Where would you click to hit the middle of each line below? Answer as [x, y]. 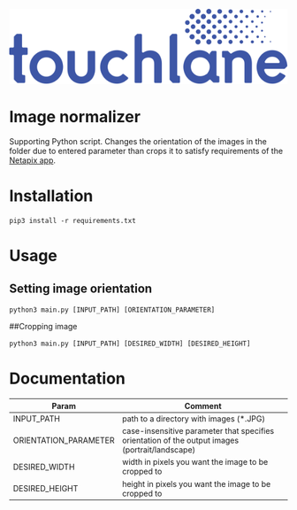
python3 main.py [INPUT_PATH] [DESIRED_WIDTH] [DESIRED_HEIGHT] [130, 344]
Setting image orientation [81, 288]
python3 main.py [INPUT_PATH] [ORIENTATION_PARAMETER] [112, 310]
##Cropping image [43, 327]
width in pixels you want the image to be [195, 462]
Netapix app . [32, 160]
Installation [51, 196]
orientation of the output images [181, 440]
